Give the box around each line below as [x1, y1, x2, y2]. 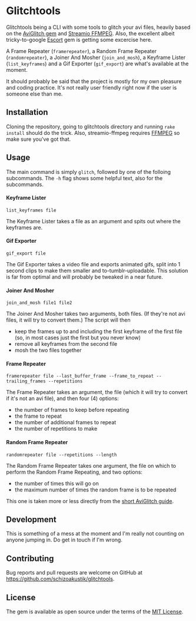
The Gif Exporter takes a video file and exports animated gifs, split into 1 [6, 260, 181, 267]
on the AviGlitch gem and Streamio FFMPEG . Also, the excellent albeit [6, 29, 175, 37]
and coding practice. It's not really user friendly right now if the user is [6, 84, 177, 91]
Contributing [6, 553, 54, 563]
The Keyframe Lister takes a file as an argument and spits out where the [6, 217, 181, 224]
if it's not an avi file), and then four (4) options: [6, 395, 119, 402]
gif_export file [6, 250, 46, 256]
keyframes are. [6, 224, 43, 231]
